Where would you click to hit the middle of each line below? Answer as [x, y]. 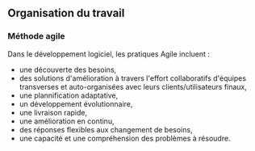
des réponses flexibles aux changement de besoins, [106, 129]
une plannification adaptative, [69, 95]
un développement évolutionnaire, [76, 103]
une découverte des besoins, [68, 69]
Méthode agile [36, 36]
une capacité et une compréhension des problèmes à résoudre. [125, 138]
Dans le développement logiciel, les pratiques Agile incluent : [109, 54]
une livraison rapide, [53, 112]
